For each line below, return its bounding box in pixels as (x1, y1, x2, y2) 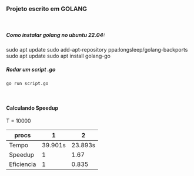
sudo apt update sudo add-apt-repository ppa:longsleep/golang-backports (6, 46, 188, 53)
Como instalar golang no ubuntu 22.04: (6, 31, 105, 38)
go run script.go (6, 81, 49, 87)
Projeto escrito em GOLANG (6, 5, 87, 13)
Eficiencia (9, 160, 36, 168)
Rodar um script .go (6, 66, 56, 73)
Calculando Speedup (6, 104, 59, 111)
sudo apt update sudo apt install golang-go (6, 52, 111, 60)
